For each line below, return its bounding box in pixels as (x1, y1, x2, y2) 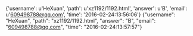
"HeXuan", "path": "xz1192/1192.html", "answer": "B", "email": (5, 17, 156, 24)
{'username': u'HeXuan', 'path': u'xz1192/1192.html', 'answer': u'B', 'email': (5, 5, 188, 12)
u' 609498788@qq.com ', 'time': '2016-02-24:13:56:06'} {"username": (5, 11, 176, 18)
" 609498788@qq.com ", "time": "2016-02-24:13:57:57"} (5, 23, 142, 30)
